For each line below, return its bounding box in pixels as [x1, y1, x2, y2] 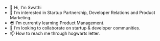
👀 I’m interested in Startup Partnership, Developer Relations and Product [9, 10, 156, 15]
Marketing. [9, 15, 32, 20]
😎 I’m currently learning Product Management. [9, 20, 105, 26]
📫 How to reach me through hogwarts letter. [9, 30, 100, 36]
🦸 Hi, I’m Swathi [9, 5, 42, 10]
